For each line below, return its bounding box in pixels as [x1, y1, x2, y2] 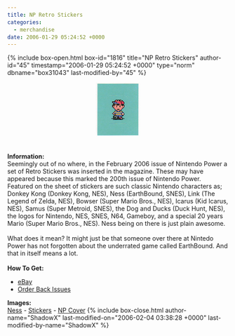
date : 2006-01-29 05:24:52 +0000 [7, 34, 105, 41]
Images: [7, 299, 32, 307]
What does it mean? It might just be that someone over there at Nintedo [7, 234, 214, 243]
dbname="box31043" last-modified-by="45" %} [7, 69, 147, 77]
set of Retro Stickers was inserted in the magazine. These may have [7, 167, 204, 175]
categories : [7, 18, 42, 26]
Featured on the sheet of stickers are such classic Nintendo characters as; [7, 182, 222, 191]
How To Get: [7, 264, 44, 273]
